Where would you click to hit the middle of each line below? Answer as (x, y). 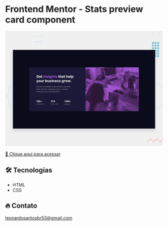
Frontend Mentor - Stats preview (74, 9)
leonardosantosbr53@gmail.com (39, 218)
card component (40, 20)
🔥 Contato (21, 206)
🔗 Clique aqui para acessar (33, 154)
